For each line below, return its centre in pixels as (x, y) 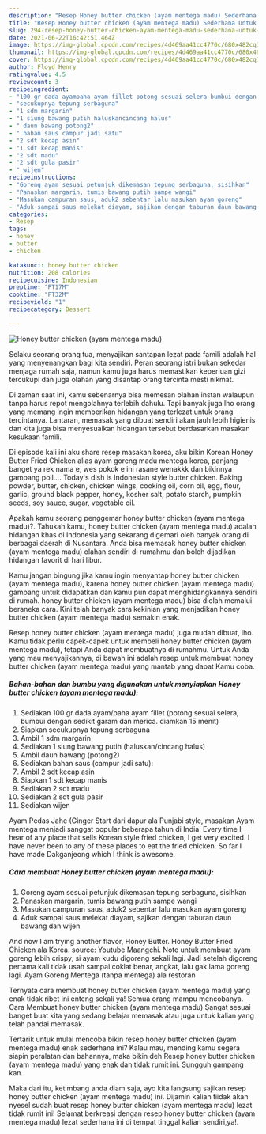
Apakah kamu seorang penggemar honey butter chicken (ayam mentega (127, 518)
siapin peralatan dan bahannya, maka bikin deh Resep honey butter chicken (132, 1056)
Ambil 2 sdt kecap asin (58, 772)
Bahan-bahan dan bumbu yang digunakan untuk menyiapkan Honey (125, 685)
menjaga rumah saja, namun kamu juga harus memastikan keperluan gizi (127, 371)
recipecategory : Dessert (50, 309)
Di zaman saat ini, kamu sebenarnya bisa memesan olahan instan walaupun (132, 394)
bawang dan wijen (50, 926)
